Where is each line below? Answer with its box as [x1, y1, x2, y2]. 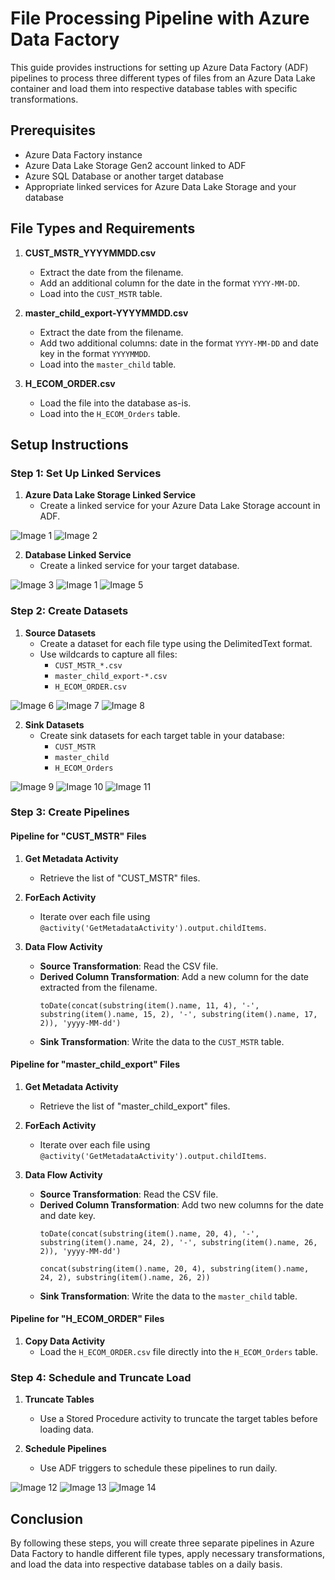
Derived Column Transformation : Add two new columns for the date [39, 1198, 324, 1211]
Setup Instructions [10, 436, 129, 453]
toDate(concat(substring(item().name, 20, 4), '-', [39, 1228, 260, 1239]
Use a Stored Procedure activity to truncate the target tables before [39, 1413, 318, 1425]
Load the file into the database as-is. [39, 397, 192, 409]
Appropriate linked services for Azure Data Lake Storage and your [24, 180, 297, 192]
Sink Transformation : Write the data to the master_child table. [39, 1290, 298, 1302]
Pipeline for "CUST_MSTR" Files [10, 830, 147, 842]
